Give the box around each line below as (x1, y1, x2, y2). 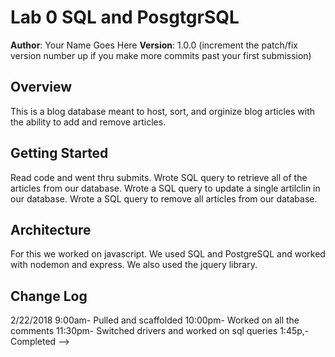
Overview (10, 79, 73, 96)
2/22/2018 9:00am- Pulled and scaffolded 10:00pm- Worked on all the (10, 314, 300, 326)
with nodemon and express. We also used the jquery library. (10, 259, 258, 271)
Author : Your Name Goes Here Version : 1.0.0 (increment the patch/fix (10, 39, 298, 51)
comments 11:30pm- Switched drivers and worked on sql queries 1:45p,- (10, 325, 310, 337)
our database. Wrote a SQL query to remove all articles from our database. (10, 192, 318, 205)
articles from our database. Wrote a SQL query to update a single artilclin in (10, 182, 321, 194)
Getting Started (10, 145, 109, 162)
